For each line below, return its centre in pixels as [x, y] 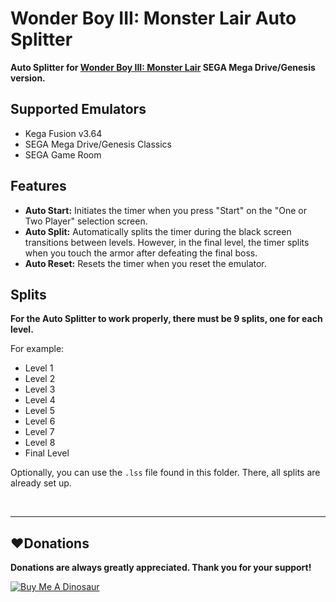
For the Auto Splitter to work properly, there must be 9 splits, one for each [166, 319]
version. [28, 78]
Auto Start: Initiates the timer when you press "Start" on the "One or [165, 210]
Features [38, 186]
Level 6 [40, 421]
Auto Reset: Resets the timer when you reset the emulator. [145, 263]
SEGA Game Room [63, 154]
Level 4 [40, 400]
